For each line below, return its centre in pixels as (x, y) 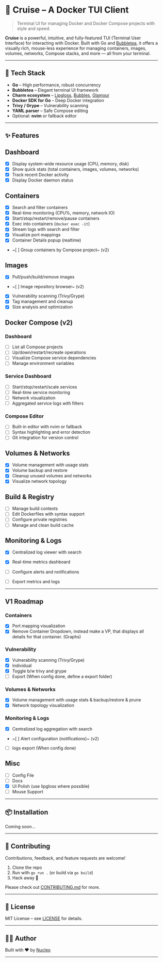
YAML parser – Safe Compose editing (50, 111)
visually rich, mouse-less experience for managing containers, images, (76, 48)
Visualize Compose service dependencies (54, 358)
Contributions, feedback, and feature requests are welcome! (65, 858)
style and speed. (34, 28)
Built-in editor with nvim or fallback (47, 427)
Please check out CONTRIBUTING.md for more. (53, 887)
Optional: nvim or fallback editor (44, 115)
